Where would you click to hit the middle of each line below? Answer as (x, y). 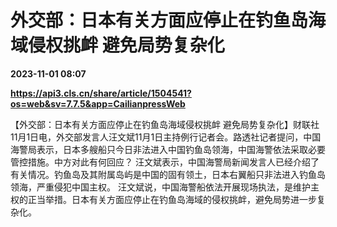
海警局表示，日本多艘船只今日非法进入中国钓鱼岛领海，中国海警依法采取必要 (168, 149)
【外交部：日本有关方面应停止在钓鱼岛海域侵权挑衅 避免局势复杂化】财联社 (165, 124)
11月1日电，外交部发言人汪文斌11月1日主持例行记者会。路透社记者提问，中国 (166, 137)
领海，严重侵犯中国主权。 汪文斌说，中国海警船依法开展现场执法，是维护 (160, 187)
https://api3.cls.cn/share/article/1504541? (101, 93)
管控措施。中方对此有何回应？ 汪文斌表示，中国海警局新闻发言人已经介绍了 (165, 162)
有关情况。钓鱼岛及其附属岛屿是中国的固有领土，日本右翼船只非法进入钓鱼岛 (168, 174)
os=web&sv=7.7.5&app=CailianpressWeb (98, 103)
